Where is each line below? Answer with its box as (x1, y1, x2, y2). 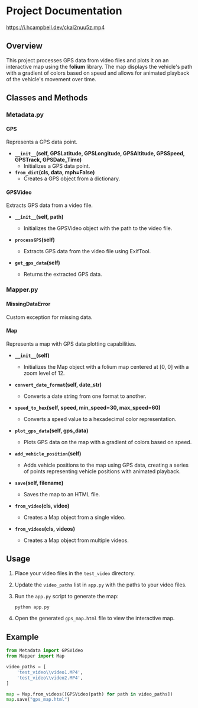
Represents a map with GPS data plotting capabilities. (6, 340, 137, 347)
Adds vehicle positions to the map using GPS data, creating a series (23, 461, 189, 468)
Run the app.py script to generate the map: (14, 592, 119, 599)
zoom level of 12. (23, 369, 65, 377)
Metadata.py (6, 111, 44, 119)
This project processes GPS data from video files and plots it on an (6, 56, 169, 63)
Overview (6, 41, 43, 51)
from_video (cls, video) (14, 502, 70, 509)
